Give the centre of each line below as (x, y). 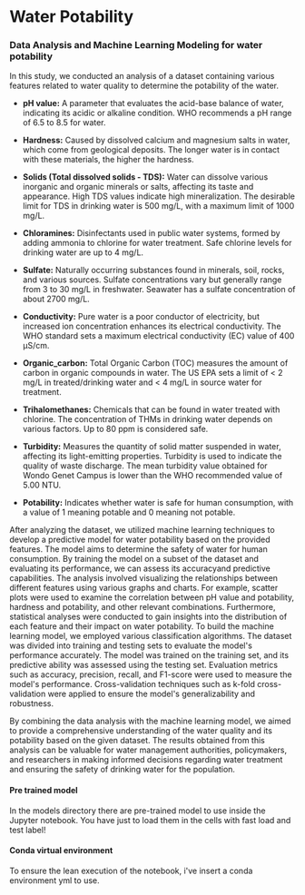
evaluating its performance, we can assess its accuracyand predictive (140, 568)
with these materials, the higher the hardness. (108, 160)
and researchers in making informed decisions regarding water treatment (146, 760)
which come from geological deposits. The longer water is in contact (151, 150)
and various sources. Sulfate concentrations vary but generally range (152, 280)
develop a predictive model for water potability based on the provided (140, 540)
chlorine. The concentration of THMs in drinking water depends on (148, 419)
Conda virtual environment (61, 851)
